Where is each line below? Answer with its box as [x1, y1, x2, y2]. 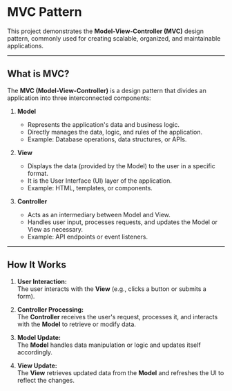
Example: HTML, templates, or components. [27, 183, 153, 192]
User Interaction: [17, 277, 67, 285]
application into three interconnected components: [7, 94, 151, 102]
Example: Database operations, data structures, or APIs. [27, 135, 187, 143]
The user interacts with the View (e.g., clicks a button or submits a [17, 284, 207, 293]
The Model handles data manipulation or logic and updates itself [17, 341, 202, 349]
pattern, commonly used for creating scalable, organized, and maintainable [7, 34, 221, 42]
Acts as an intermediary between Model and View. [27, 210, 171, 219]
